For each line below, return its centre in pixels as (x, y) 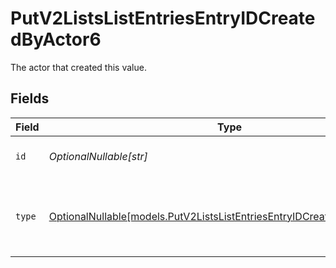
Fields (30, 98)
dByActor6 (56, 39)
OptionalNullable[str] (98, 156)
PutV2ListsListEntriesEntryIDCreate (163, 18)
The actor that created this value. (78, 67)
